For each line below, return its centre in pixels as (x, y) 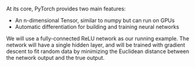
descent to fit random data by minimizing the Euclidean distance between (98, 51)
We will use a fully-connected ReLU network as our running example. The (98, 38)
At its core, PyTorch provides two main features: (66, 9)
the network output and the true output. (56, 58)
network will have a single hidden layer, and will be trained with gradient (96, 45)
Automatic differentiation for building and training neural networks (97, 27)
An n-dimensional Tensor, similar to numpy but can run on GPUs (95, 20)
